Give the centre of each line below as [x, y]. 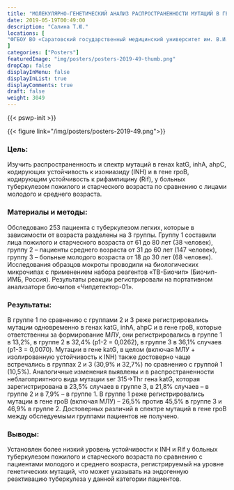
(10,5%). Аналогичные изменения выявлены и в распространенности [111, 372]
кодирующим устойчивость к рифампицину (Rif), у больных [96, 179]
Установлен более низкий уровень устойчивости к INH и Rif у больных [112, 450]
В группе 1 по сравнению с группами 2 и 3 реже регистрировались [108, 320]
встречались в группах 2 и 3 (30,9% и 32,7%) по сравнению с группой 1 [115, 364]
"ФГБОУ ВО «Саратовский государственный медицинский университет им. [110, 40]
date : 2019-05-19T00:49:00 [46, 20]
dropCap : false [29, 66]
